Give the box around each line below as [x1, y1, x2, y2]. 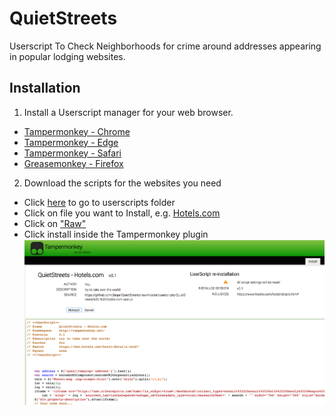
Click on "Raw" [23, 217, 87, 229]
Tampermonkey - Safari [23, 147, 122, 159]
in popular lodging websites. [9, 50, 126, 62]
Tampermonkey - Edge [23, 136, 119, 148]
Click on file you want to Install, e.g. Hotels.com [23, 207, 221, 219]
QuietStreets [9, 7, 118, 30]
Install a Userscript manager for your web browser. [23, 106, 234, 118]
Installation [9, 80, 81, 97]
